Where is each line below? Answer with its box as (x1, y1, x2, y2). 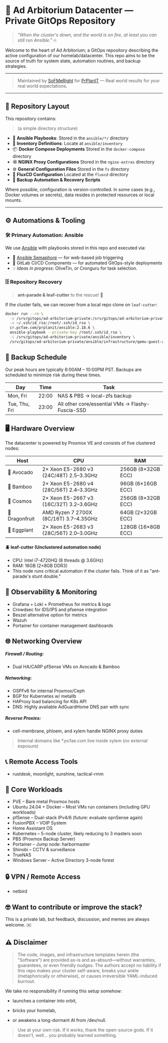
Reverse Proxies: (5, 715, 41, 721)
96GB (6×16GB (119, 480, 157, 487)
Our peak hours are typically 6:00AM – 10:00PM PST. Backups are (5, 366, 142, 372)
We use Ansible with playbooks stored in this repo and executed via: (5, 245, 146, 251)
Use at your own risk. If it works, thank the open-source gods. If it (17, 1026, 153, 1033)
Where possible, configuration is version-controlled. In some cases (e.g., (5, 186, 155, 192)
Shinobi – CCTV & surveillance (12, 847, 75, 853)
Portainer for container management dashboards (12, 622, 113, 628)
